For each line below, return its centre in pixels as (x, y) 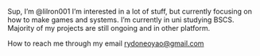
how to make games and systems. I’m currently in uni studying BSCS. (121, 20)
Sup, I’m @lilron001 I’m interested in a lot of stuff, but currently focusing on (130, 11)
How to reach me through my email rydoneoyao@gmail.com (106, 43)
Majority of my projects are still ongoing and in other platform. (109, 28)
